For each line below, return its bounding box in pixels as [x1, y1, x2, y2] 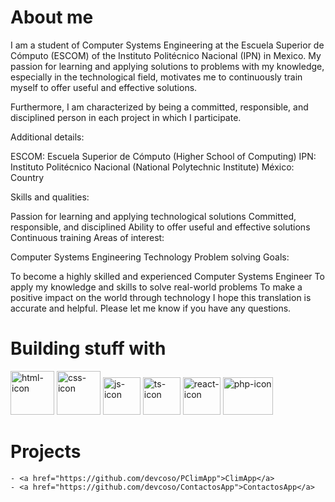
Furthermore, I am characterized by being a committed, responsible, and [10, 101, 309, 113]
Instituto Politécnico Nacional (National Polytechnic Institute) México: [10, 161, 295, 173]
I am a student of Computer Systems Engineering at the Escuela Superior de [10, 39, 325, 51]
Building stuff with [10, 337, 167, 360]
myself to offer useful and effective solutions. [10, 81, 198, 93]
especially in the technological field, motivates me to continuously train [10, 71, 303, 83]
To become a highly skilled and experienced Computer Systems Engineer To [10, 270, 325, 282]
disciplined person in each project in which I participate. [10, 111, 242, 123]
